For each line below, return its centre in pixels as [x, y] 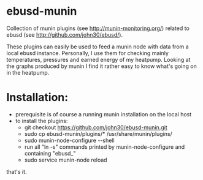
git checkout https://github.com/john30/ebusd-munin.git [96, 127]
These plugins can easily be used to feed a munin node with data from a [98, 47]
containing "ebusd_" [50, 153]
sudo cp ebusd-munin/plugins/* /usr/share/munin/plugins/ [98, 133]
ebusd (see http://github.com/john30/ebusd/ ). [65, 34]
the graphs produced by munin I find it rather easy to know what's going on [102, 66]
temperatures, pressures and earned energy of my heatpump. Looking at [98, 59]
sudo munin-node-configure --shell [69, 140]
